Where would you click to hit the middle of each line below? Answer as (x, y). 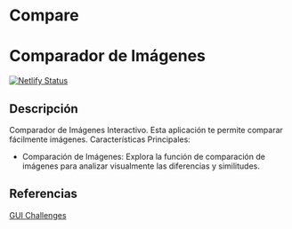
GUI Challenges (38, 215)
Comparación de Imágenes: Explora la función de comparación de (143, 156)
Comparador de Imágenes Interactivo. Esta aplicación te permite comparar (146, 130)
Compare (45, 16)
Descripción (44, 109)
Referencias (44, 194)
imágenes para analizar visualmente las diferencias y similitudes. (141, 166)
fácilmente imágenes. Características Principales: (100, 139)
